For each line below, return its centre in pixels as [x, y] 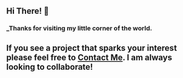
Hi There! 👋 [28, 11]
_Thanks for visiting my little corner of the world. [79, 28]
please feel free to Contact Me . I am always [89, 57]
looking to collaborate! [50, 67]
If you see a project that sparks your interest [92, 48]
